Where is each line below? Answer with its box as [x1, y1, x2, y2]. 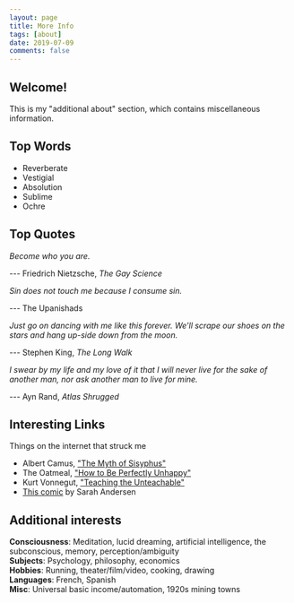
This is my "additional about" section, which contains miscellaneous [9, 103, 261, 114]
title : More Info [9, 22, 74, 30]
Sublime [22, 191, 53, 202]
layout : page [9, 13, 58, 22]
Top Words [9, 139, 72, 154]
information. [9, 113, 55, 124]
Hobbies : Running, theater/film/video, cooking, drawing [9, 565, 215, 576]
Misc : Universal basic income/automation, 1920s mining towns [9, 584, 240, 595]
